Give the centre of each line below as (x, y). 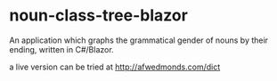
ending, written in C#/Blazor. (61, 49)
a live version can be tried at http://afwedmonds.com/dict (115, 67)
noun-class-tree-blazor (99, 16)
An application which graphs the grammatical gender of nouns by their (139, 40)
